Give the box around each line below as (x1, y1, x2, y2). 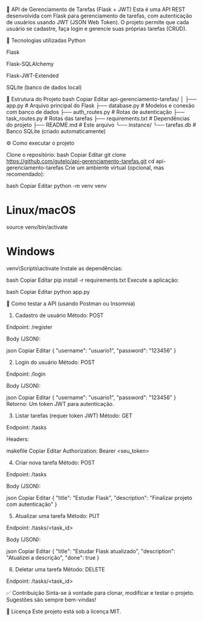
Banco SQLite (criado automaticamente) (6, 128, 106, 134)
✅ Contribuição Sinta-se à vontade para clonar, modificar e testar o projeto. (6, 589, 195, 596)
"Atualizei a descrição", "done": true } (6, 554, 100, 561)
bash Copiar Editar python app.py (6, 288, 90, 295)
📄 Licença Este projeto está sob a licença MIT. (6, 608, 121, 615)
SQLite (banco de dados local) (6, 84, 82, 91)
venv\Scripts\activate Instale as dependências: (6, 264, 123, 272)
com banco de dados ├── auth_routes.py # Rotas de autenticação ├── (6, 108, 185, 115)
